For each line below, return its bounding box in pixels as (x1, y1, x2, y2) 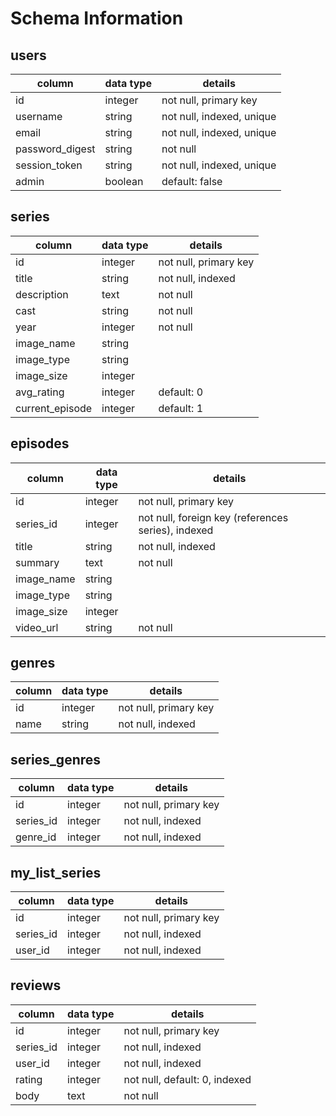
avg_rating (15, 385, 65, 399)
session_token (15, 158, 83, 172)
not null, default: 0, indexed (123, 1072, 252, 1086)
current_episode (15, 401, 93, 415)
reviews (10, 977, 62, 994)
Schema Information (10, 7, 184, 30)
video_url (15, 620, 59, 634)
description (15, 287, 69, 301)
